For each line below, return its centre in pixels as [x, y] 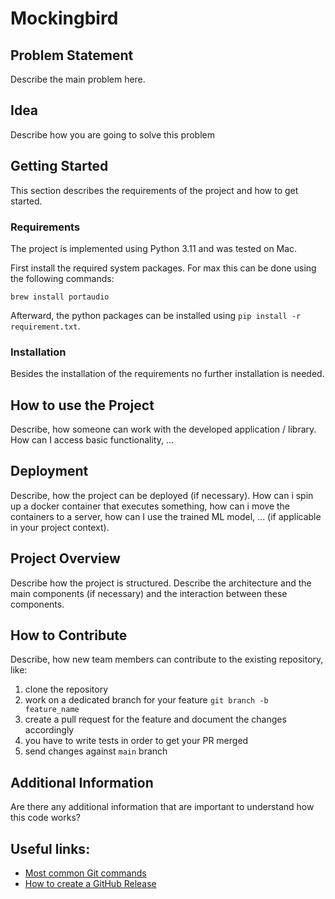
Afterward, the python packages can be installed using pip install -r [156, 315]
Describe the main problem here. [78, 79]
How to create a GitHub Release [90, 884]
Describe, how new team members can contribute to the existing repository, [167, 659]
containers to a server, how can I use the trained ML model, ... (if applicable [166, 516]
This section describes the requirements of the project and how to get [154, 190]
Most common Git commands [85, 873]
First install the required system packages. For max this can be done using [163, 268]
